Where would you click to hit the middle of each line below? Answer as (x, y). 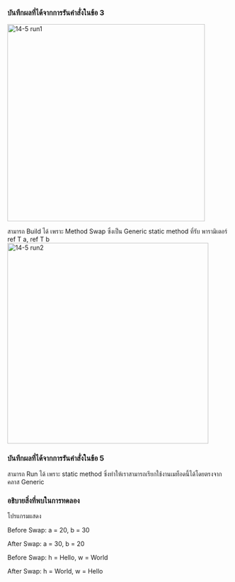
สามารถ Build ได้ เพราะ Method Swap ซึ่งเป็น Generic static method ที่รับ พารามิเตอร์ (117, 231)
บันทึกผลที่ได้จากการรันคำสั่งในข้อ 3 (56, 13)
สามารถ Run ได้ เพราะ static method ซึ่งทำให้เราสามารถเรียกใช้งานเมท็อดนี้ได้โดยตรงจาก (115, 474)
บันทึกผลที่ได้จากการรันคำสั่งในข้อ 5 (56, 458)
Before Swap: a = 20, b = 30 (48, 530)
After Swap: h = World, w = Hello (55, 571)
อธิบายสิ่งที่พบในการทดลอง (44, 501)
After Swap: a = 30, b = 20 (46, 543)
